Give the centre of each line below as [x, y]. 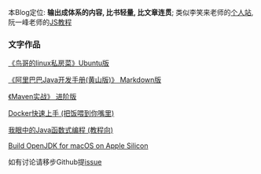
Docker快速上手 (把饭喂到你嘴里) [61, 113]
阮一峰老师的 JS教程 [40, 22]
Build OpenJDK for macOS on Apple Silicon [78, 146]
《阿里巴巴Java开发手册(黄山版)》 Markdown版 [85, 80]
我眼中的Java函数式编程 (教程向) [61, 130]
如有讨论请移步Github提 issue [55, 162]
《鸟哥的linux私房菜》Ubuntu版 [59, 63]
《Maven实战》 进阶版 [42, 97]
